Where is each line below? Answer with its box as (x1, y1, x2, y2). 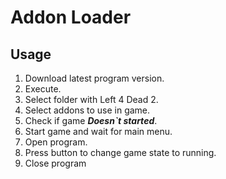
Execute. (24, 83, 62, 95)
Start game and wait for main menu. (24, 126, 173, 137)
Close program (24, 157, 87, 169)
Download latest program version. (24, 72, 165, 84)
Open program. (24, 136, 88, 148)
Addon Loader (10, 6, 132, 29)
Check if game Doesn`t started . (24, 115, 158, 126)
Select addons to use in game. (24, 104, 151, 116)
